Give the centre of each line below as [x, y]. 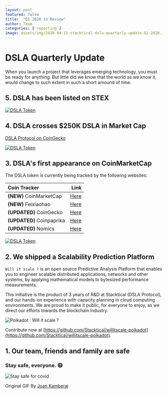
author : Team [19, 24]
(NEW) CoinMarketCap [35, 196]
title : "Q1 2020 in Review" [35, 19]
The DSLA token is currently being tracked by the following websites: [76, 175]
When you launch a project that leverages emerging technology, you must [81, 72]
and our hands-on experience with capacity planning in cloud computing [80, 300]
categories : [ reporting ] [33, 29]
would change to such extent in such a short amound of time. [68, 82]
